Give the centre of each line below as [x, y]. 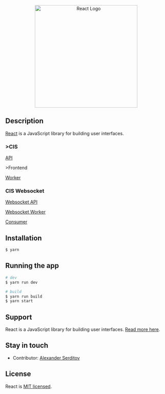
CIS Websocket [25, 191]
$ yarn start [19, 301]
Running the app [32, 266]
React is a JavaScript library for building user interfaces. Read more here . [83, 329]
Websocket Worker [26, 212]
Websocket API [22, 202]
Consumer [16, 222]
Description [24, 121]
